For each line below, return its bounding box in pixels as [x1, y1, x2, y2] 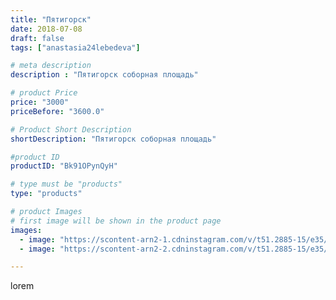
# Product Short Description [10, 124, 132, 135]
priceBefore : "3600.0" [10, 106, 105, 116]
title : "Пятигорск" [10, 14, 92, 25]
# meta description [10, 61, 92, 71]
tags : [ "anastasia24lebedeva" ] [10, 42, 141, 53]
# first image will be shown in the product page [10, 216, 222, 226]
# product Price [10, 88, 78, 98]
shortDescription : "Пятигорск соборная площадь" [10, 134, 217, 144]
